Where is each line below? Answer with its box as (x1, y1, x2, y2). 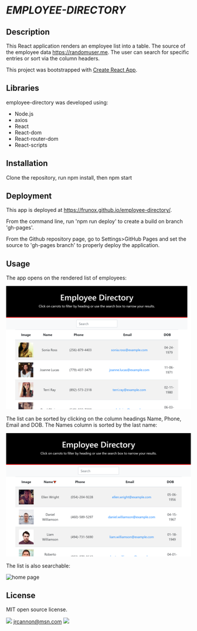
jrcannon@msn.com (13, 618, 62, 625)
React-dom (14, 129, 42, 136)
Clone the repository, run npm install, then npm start (6, 174, 133, 181)
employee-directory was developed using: (6, 99, 108, 106)
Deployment (6, 191, 52, 201)
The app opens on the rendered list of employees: (6, 274, 127, 282)
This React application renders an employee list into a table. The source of (6, 42, 186, 49)
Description (6, 27, 50, 37)
